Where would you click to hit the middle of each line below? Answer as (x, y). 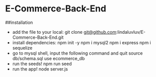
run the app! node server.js (40, 69)
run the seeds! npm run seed (42, 64)
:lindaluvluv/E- (131, 32)
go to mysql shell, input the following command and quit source (78, 53)
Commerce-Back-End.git (38, 37)
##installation (19, 22)
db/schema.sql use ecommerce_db (49, 58)
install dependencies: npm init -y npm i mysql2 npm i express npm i (81, 42)
